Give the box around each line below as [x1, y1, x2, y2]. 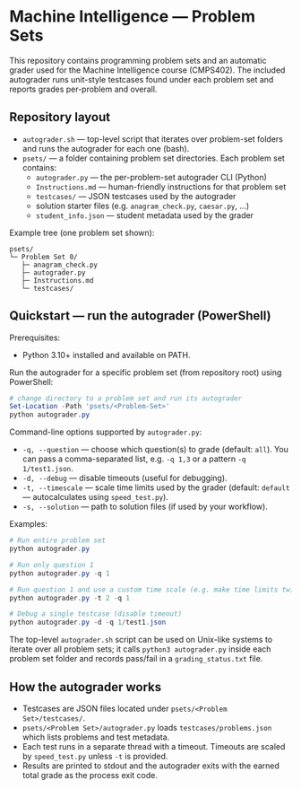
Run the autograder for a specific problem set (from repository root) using [9, 366, 282, 378]
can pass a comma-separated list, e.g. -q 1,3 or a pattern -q [21, 453, 246, 464]
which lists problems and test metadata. [21, 732, 170, 742]
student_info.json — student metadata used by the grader [35, 209, 254, 221]
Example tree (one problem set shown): [9, 227, 155, 238]
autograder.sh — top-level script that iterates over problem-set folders [21, 133, 284, 145]
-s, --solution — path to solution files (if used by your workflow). [21, 501, 269, 513]
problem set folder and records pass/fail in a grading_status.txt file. [9, 653, 263, 664]
